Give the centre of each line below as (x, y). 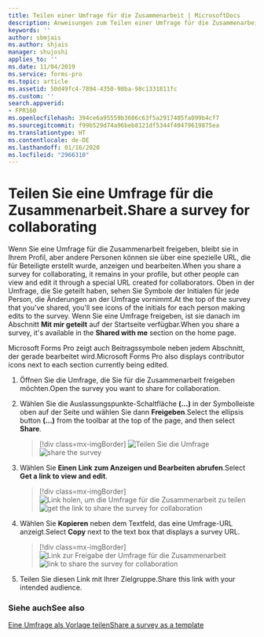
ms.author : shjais (38, 45)
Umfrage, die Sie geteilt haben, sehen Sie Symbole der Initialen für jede (124, 291)
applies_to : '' (33, 60)
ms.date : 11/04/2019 (42, 67)
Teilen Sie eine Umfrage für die (111, 194)
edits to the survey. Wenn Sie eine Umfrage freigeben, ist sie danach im (124, 316)
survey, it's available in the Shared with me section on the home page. (122, 333)
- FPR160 (22, 111)
